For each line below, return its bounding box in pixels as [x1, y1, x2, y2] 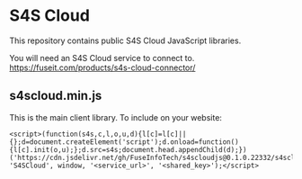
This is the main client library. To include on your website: [9, 112, 223, 122]
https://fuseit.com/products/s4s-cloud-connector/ [9, 62, 196, 73]
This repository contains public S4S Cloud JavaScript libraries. [9, 35, 242, 46]
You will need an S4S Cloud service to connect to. [9, 52, 195, 63]
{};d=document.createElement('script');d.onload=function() [9, 137, 240, 147]
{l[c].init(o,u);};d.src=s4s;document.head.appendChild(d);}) [9, 145, 247, 154]
